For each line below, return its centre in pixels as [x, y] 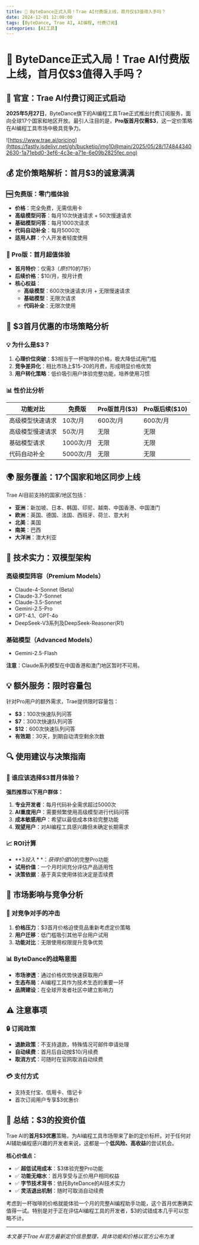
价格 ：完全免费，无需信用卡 [49, 208]
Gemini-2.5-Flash [36, 653]
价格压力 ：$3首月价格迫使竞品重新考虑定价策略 [73, 927]
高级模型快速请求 [33, 421]
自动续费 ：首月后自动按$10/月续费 [57, 1052]
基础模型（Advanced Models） [51, 640]
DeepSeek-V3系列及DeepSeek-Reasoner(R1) [69, 623]
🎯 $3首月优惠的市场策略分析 [58, 326]
